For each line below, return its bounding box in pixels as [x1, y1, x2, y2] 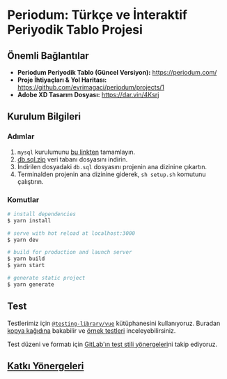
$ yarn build [7, 255, 45, 262]
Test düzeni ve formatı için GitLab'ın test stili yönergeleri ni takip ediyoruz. [7, 340, 218, 348]
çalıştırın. [17, 177, 44, 185]
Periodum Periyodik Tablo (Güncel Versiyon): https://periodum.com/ [17, 69, 217, 76]
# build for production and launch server [7, 249, 132, 256]
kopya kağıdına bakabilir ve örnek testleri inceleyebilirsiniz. [7, 326, 176, 335]
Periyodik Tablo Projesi [7, 22, 143, 38]
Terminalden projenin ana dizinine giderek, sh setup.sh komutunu [17, 170, 206, 178]
